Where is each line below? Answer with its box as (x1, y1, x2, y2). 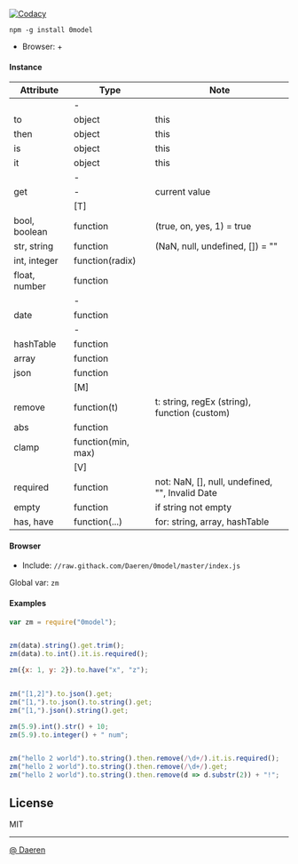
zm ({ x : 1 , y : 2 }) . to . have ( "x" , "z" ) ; (9, 666, 149, 675)
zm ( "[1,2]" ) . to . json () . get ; (9, 690, 114, 699)
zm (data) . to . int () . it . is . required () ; (9, 650, 149, 659)
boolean (13, 226, 48, 238)
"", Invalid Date (154, 487, 217, 500)
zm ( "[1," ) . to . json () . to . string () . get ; (9, 698, 153, 707)
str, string (13, 240, 54, 252)
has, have (13, 516, 54, 528)
